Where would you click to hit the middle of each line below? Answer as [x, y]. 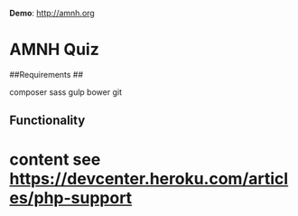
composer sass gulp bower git [65, 92]
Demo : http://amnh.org [52, 13]
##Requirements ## [47, 74]
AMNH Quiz [54, 50]
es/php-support [71, 197]
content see [55, 160]
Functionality [47, 121]
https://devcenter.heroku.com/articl [149, 178]
